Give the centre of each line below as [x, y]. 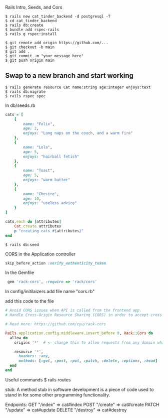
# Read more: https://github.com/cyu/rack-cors [56, 324]
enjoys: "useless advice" [50, 203]
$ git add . [17, 52]
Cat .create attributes [38, 226]
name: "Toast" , [39, 171]
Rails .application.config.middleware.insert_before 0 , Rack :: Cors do [79, 333]
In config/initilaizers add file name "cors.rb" [50, 292]
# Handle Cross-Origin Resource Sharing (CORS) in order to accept [77, 315]
